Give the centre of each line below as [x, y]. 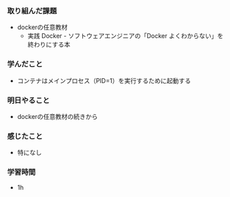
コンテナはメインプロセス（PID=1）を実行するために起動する [104, 80]
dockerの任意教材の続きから [57, 116]
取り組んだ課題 [32, 10]
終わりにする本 [49, 45]
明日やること [29, 100]
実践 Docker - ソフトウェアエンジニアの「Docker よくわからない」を [125, 36]
